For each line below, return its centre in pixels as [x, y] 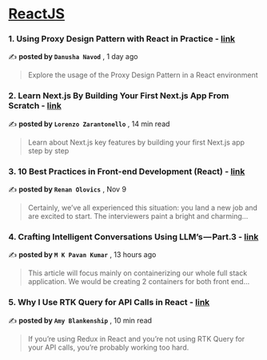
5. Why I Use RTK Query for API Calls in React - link [109, 303]
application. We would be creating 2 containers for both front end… [139, 282]
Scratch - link [35, 106]
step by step [48, 150]
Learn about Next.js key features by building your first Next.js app [136, 142]
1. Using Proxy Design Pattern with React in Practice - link [122, 39]
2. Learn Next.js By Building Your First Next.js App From [119, 96]
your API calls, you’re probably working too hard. [108, 347]
